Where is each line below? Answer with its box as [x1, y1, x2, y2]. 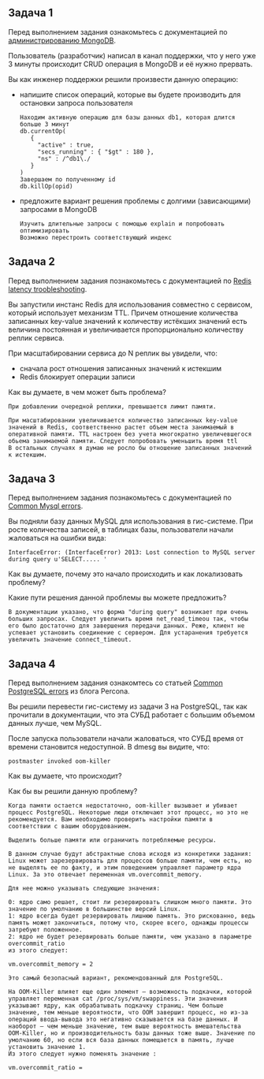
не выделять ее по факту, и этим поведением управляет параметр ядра [8, 864, 242, 872]
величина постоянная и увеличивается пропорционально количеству [8, 325, 244, 334]
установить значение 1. [8, 1044, 87, 1051]
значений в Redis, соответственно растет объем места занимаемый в [8, 423, 235, 431]
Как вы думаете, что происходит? [8, 772, 122, 781]
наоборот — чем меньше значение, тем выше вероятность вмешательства [8, 1022, 242, 1031]
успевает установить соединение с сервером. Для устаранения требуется [8, 629, 248, 637]
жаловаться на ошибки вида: [8, 534, 106, 543]
